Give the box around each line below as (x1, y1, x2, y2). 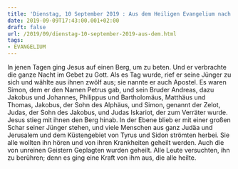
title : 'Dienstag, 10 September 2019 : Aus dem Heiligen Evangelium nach (7, 10, 232, 18)
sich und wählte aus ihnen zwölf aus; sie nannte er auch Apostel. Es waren (7, 78, 227, 86)
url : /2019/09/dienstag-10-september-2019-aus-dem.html (7, 30, 177, 38)
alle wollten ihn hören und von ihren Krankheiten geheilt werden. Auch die (7, 138, 224, 146)
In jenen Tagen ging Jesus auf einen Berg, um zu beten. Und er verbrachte (7, 63, 227, 71)
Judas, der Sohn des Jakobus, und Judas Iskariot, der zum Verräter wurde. (7, 108, 228, 116)
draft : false (7, 23, 46, 31)
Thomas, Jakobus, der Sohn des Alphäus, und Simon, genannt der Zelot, (7, 101, 221, 109)
